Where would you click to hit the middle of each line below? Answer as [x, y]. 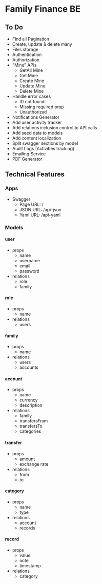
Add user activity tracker [37, 122]
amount [27, 459]
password [30, 271]
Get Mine [29, 75]
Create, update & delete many [42, 44]
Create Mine [32, 81]
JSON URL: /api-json [40, 209]
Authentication [27, 55]
